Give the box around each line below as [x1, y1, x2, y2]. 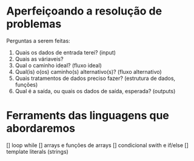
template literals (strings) [6, 148, 69, 155]
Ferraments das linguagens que [6, 109, 170, 122]
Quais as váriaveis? [15, 55, 64, 62]
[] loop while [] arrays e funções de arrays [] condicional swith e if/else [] [6, 141, 189, 149]
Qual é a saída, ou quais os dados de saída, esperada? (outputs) [15, 87, 176, 94]
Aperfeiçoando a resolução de [6, 4, 162, 18]
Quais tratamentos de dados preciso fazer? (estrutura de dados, [15, 74, 176, 82]
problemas [6, 17, 62, 31]
